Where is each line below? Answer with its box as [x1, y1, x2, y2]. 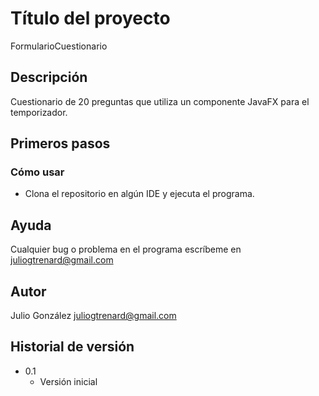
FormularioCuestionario [10, 40, 108, 52]
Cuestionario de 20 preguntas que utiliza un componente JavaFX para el [10, 95, 310, 107]
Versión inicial [39, 375, 98, 387]
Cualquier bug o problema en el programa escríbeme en [10, 243, 242, 256]
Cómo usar [10, 165, 65, 179]
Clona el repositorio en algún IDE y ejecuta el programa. [24, 188, 255, 200]
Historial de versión [10, 338, 135, 356]
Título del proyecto [10, 7, 171, 30]
